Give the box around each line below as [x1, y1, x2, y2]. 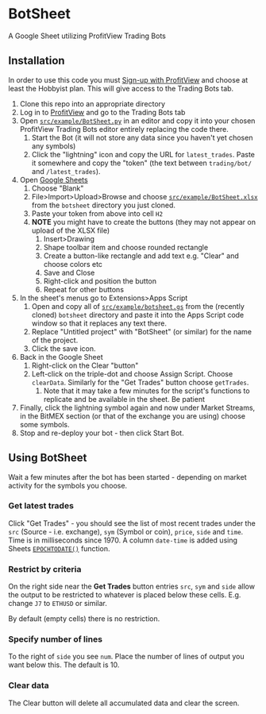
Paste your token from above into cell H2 [31, 208, 164, 218]
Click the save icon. [31, 343, 97, 353]
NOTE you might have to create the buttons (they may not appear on [31, 217, 256, 226]
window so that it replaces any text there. [31, 318, 167, 328]
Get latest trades [8, 500, 74, 511]
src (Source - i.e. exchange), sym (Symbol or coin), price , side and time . [8, 527, 244, 536]
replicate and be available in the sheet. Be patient [43, 394, 205, 403]
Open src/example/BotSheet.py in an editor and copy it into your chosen [19, 116, 256, 125]
